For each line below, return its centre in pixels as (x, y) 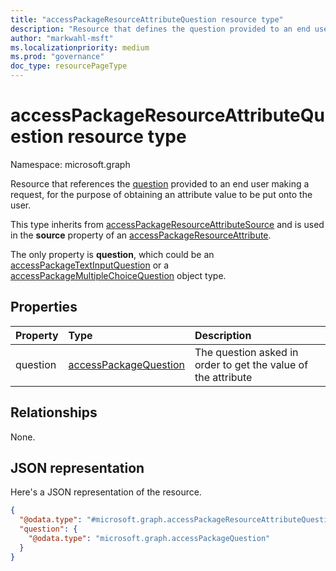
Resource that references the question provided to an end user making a (160, 183)
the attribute (223, 377)
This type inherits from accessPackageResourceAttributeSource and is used (167, 224)
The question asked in (246, 352)
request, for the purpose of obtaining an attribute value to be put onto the (161, 194)
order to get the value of (251, 364)
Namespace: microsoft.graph (70, 164)
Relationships (54, 412)
